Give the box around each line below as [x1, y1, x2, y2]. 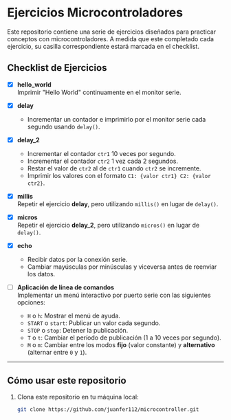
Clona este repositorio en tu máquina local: [16, 393, 139, 401]
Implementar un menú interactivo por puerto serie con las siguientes [16, 291, 211, 300]
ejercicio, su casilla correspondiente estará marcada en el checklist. [7, 42, 199, 50]
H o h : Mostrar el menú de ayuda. [27, 311, 120, 320]
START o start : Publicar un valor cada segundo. [27, 319, 161, 327]
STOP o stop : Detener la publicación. [27, 327, 129, 335]
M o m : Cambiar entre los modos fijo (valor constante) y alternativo [27, 341, 215, 349]
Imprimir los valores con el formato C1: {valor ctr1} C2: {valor [27, 171, 211, 179]
